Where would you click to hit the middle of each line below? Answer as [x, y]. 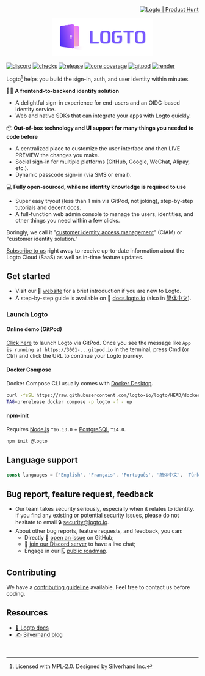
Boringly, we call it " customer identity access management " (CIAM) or [94, 232]
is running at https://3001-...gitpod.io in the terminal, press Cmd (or [98, 349]
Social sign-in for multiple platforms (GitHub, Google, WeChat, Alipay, [103, 162]
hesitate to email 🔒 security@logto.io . [62, 522]
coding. [16, 593]
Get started [28, 276]
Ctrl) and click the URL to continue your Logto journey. [75, 355]
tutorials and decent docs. [48, 207]
